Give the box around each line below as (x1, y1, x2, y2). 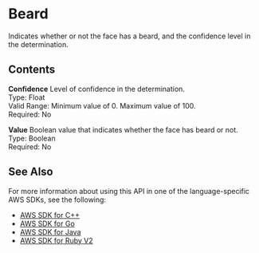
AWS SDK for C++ (19, 210, 80, 219)
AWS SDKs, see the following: (8, 195, 106, 204)
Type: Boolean (8, 133, 56, 143)
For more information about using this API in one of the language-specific (8, 186, 249, 196)
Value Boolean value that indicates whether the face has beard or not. (8, 125, 239, 134)
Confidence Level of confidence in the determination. (8, 84, 186, 93)
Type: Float (8, 93, 45, 102)
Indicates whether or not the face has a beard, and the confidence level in (8, 31, 251, 41)
